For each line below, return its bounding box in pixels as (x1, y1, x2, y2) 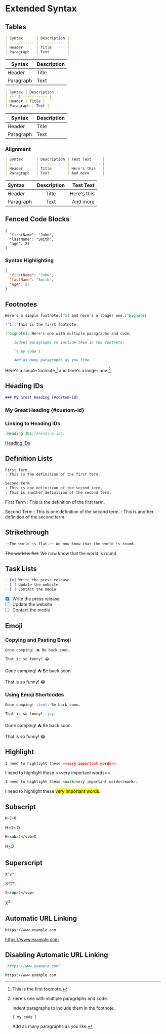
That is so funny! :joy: (5, 711, 56, 716)
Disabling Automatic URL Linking (5, 950, 108, 959)
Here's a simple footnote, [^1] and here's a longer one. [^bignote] (5, 313, 147, 318)
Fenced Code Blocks (5, 215, 70, 223)
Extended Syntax (5, 3, 77, 14)
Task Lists (5, 564, 37, 573)
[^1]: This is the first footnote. (5, 322, 79, 327)
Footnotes (5, 300, 37, 308)
